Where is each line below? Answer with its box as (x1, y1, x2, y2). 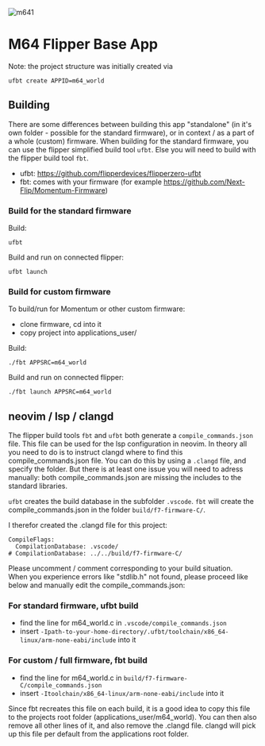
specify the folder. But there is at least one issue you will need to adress (8, 464, 244, 474)
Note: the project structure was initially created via (8, 61, 173, 71)
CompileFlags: (8, 536, 56, 544)
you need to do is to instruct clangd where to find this (8, 448, 183, 457)
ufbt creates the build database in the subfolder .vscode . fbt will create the (8, 497, 254, 506)
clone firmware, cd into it (19, 320, 102, 329)
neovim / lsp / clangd (8, 410, 114, 423)
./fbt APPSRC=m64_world (8, 359, 87, 367)
